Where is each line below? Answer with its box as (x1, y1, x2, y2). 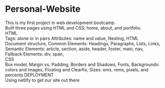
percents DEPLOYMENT (5, 72, 54, 78)
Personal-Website (5, 3, 81, 15)
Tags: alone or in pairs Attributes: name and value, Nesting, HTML (5, 35, 139, 41)
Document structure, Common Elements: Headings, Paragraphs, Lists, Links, (5, 40, 161, 46)
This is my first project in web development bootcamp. (5, 20, 116, 26)
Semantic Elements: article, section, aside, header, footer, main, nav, (5, 46, 144, 52)
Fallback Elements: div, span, (5, 51, 64, 57)
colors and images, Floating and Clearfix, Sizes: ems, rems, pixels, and (5, 66, 149, 72)
